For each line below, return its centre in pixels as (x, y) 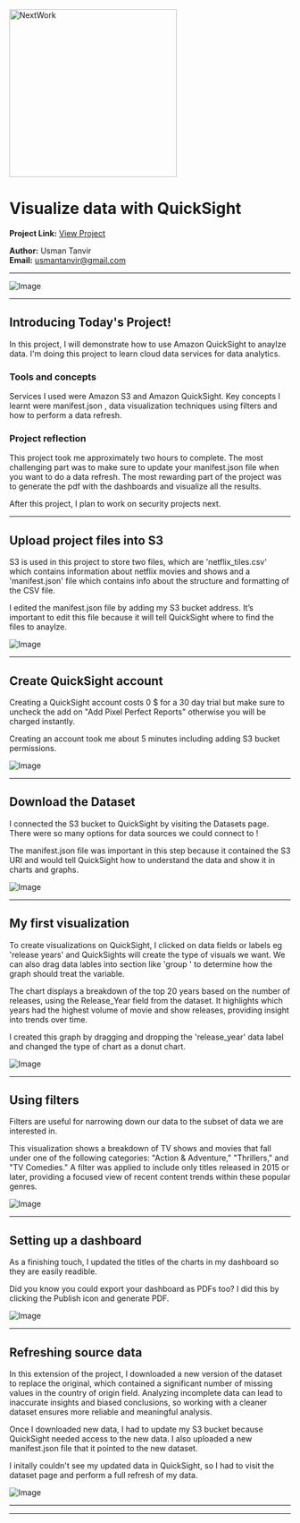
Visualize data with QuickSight (125, 209)
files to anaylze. (38, 627)
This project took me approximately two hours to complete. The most (136, 458)
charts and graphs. (44, 869)
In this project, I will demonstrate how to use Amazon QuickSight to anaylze (148, 344)
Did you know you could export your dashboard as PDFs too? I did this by (144, 1289)
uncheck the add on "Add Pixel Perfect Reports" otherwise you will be (137, 712)
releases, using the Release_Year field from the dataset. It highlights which (146, 1000)
